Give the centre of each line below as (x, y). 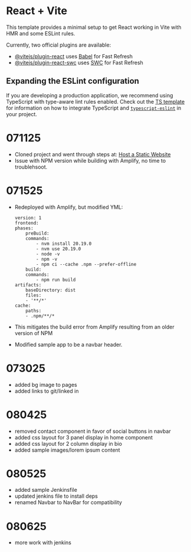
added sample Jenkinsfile (46, 490)
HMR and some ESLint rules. (41, 33)
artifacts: (28, 285)
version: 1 (28, 218)
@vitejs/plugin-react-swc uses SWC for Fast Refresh (79, 63)
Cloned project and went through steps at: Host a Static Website (93, 154)
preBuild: (37, 233)
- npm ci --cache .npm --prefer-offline (86, 264)
